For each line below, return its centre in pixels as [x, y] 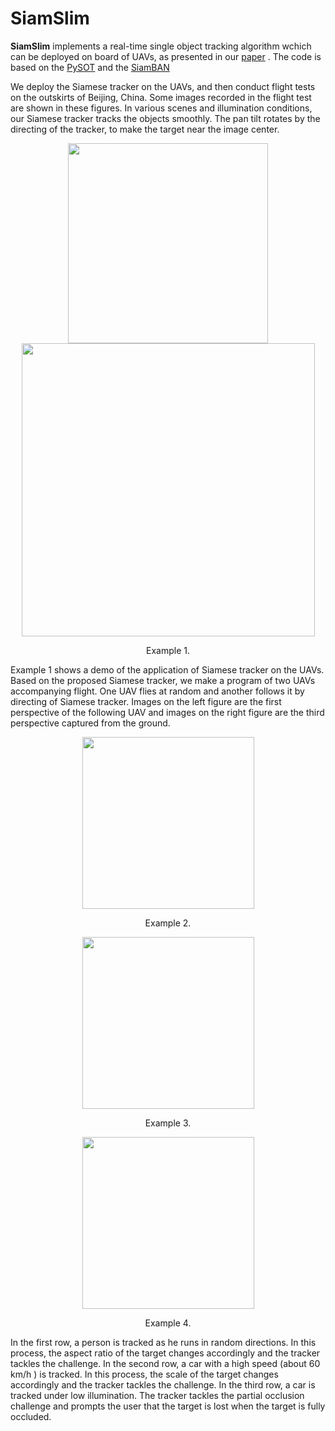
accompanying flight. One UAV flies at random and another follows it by [157, 691]
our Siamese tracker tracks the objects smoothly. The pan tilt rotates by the [165, 118]
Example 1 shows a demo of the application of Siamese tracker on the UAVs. [167, 669]
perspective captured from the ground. [90, 723]
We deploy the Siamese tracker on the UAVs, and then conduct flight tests [163, 86]
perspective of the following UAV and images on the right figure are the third [167, 712]
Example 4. [168, 1323]
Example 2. [168, 923]
